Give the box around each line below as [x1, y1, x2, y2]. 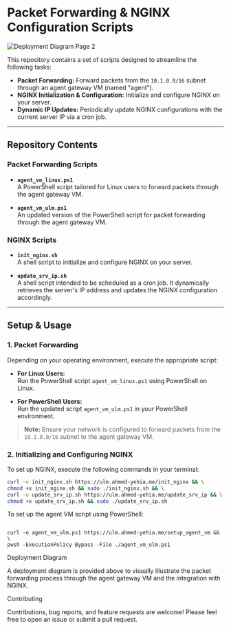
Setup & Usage [7, 320, 72, 332]
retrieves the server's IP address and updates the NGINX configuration [16, 285, 218, 294]
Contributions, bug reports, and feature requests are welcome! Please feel [7, 608, 217, 616]
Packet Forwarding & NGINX [7, 5, 170, 21]
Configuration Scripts [7, 19, 134, 35]
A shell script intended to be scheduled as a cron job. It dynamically [16, 279, 210, 287]
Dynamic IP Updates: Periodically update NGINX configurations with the [16, 105, 223, 113]
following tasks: [7, 63, 52, 71]
